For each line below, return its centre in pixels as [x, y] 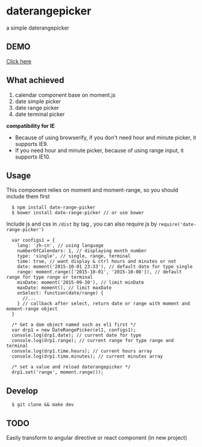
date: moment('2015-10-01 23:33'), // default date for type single [105, 267]
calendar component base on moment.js [65, 95]
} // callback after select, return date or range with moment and [103, 304]
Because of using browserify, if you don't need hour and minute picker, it [106, 138]
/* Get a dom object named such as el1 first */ [74, 325]
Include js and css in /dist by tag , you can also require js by [82, 224]
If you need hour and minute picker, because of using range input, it [99, 150]
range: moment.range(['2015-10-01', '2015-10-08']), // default [99, 272]
